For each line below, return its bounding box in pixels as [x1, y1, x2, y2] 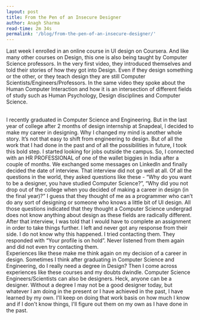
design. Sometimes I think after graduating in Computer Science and [6, 256, 175, 263]
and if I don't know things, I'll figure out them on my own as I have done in [6, 300, 188, 308]
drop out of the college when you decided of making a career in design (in [6, 186, 189, 193]
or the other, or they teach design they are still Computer [6, 73, 146, 80]
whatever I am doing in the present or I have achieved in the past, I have [6, 288, 183, 295]
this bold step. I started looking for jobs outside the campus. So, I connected [6, 148, 194, 156]
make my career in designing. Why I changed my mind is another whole [6, 129, 182, 136]
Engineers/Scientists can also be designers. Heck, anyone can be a [6, 275, 172, 282]
